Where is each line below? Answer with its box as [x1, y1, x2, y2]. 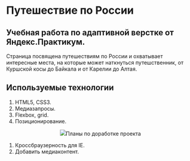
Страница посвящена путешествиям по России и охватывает [6, 53, 163, 60]
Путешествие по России [6, 4, 134, 17]
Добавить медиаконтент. [14, 148, 79, 155]
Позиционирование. [14, 117, 67, 124]
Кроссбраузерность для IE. [14, 141, 85, 148]
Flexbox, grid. [14, 111, 49, 119]
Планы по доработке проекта [65, 130, 142, 137]
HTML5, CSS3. [14, 98, 52, 105]
